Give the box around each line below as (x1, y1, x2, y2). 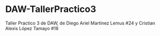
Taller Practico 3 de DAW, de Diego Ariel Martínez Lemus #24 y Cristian (5, 20, 155, 26)
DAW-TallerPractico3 (5, 3, 96, 15)
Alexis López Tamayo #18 (5, 25, 59, 31)
